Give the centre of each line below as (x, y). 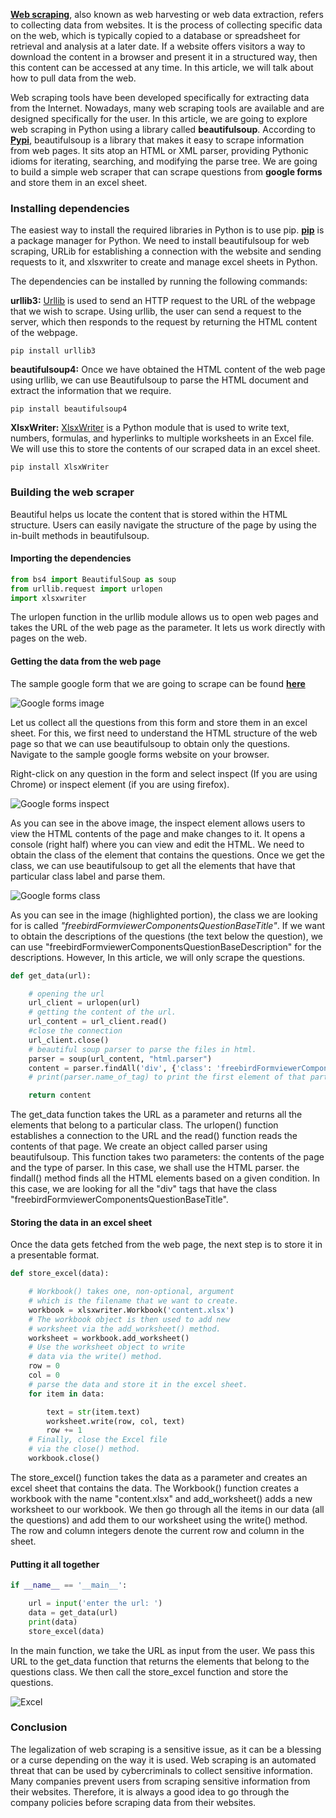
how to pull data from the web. (73, 78)
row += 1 (64, 1430)
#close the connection (75, 1031)
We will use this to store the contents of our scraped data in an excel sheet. (165, 449)
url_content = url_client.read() (98, 1022)
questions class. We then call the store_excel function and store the (149, 1671)
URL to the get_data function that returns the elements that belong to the (160, 1661)
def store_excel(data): (60, 1274)
